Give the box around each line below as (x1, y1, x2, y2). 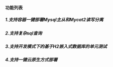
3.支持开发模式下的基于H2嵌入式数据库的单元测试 (5, 43, 107, 49)
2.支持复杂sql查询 (5, 30, 42, 36)
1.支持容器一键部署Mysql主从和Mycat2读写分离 (5, 17, 104, 23)
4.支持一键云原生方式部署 (5, 57, 58, 63)
